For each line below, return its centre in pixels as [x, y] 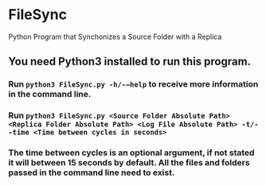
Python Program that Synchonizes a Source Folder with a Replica [115, 37]
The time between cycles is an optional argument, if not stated [131, 153]
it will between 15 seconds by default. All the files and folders [129, 163]
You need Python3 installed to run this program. [130, 62]
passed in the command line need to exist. [92, 172]
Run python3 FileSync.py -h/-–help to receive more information [133, 84]
